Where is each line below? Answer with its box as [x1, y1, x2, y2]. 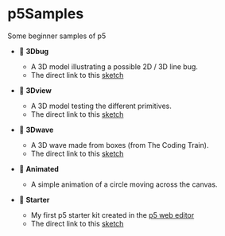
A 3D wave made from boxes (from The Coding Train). [30, 140, 209, 149]
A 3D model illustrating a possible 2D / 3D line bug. [30, 61, 198, 72]
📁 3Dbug [18, 46, 49, 56]
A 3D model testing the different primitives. [30, 101, 173, 110]
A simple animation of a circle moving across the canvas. [30, 180, 218, 189]
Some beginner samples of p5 [7, 31, 107, 41]
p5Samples [7, 5, 84, 23]
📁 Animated [18, 164, 59, 173]
